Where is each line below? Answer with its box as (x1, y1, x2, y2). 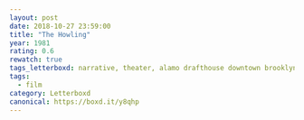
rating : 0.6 (9, 47, 54, 56)
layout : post (9, 13, 59, 23)
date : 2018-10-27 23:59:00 (9, 22, 111, 31)
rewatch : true (9, 55, 63, 64)
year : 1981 (9, 38, 51, 48)
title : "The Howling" (9, 30, 91, 39)
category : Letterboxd (9, 88, 91, 97)
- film (17, 80, 43, 89)
